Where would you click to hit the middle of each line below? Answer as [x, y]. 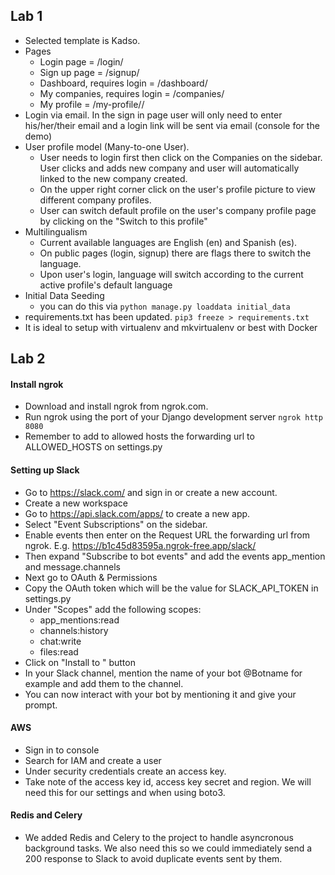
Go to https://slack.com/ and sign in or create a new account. [151, 492]
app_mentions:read [79, 620]
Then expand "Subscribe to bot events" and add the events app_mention [175, 556]
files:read [59, 651]
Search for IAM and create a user [93, 760]
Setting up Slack [45, 470]
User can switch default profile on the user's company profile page [178, 210]
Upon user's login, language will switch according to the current [171, 274]
